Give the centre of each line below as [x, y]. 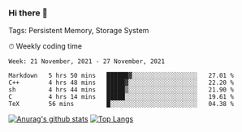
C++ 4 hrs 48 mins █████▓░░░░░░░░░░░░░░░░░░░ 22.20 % [121, 83]
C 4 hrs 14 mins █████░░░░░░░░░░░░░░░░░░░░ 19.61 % [121, 97]
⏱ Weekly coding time [45, 46]
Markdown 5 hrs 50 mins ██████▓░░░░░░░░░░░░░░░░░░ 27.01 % [121, 76]
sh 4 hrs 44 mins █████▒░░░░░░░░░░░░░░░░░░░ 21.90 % [121, 90]
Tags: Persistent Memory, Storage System [79, 31]
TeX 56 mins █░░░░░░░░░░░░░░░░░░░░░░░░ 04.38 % [121, 104]
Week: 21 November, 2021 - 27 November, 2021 [86, 62]
